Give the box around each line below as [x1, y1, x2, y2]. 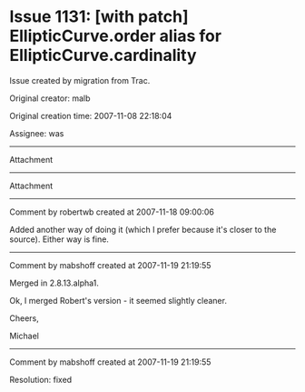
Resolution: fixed [9, 374, 73, 385]
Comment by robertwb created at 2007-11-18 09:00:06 [9, 206, 215, 217]
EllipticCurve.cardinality [9, 45, 197, 65]
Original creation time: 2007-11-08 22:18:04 [9, 110, 172, 121]
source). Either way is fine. [9, 234, 109, 245]
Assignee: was [9, 127, 64, 138]
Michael [9, 330, 39, 341]
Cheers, [9, 312, 39, 324]
